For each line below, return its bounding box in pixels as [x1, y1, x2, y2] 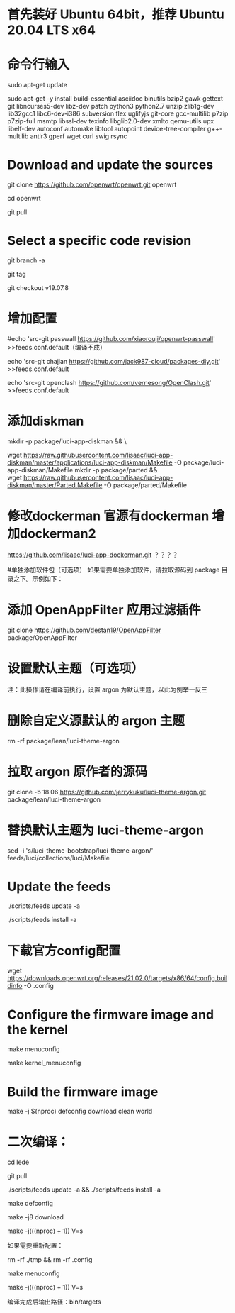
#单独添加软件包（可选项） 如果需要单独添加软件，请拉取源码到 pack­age [7, 565, 220, 574]
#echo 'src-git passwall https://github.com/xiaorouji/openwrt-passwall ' [7, 334, 216, 343]
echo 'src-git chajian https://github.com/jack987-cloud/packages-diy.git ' [7, 357, 221, 365]
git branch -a [7, 256, 45, 265]
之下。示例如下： [13, 574, 64, 582]
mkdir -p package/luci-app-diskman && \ [7, 437, 127, 445]
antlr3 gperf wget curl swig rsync [30, 132, 127, 140]
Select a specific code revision [7, 233, 192, 249]
